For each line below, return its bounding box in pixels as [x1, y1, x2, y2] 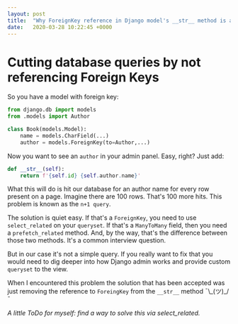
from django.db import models [7, 106, 97, 113]
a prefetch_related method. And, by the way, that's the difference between [7, 228, 228, 238]
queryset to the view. [7, 265, 69, 274]
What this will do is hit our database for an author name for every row [7, 185, 210, 194]
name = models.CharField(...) [20, 132, 110, 139]
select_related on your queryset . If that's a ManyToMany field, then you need [7, 221, 227, 230]
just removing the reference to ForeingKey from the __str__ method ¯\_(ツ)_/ [7, 287, 229, 296]
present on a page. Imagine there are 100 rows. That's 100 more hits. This [7, 192, 222, 201]
